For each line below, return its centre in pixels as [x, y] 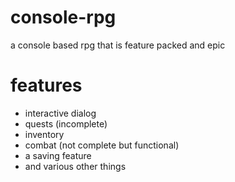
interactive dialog [60, 113]
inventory [44, 134]
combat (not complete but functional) [102, 145]
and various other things [75, 166]
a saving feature [58, 155]
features [46, 85]
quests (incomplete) [66, 123]
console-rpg [63, 17]
